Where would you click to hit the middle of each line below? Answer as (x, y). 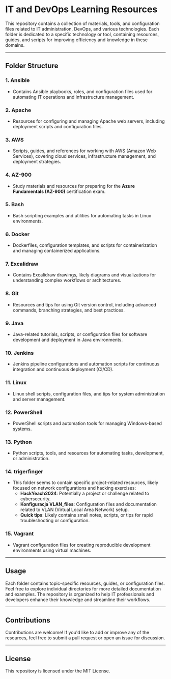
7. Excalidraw (22, 264)
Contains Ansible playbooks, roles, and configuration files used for (82, 91)
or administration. (31, 459)
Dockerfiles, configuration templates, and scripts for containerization (85, 245)
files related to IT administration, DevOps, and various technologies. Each (82, 29)
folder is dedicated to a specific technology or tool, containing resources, (82, 34)
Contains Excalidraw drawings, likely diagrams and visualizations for (84, 275)
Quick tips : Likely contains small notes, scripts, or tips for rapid (87, 515)
